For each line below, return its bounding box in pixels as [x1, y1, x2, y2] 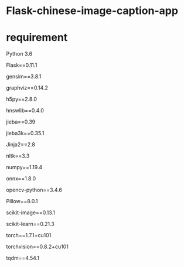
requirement [6, 31, 68, 44]
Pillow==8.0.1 [6, 198, 38, 205]
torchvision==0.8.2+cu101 [6, 243, 69, 250]
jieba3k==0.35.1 [6, 130, 45, 137]
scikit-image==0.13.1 [6, 209, 56, 216]
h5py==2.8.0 [6, 95, 37, 103]
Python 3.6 [6, 50, 33, 57]
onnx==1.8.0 [6, 175, 36, 182]
